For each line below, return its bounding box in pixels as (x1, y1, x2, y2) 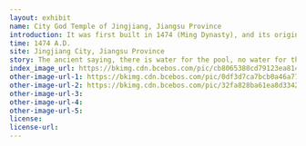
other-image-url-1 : (9, 73, 84, 82)
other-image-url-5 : (9, 106, 84, 115)
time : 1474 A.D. (9, 38, 71, 48)
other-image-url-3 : (9, 89, 84, 98)
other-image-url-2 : (9, 81, 84, 90)
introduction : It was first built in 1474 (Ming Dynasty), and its (9, 30, 271, 39)
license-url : (9, 123, 59, 132)
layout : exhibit (9, 13, 71, 23)
